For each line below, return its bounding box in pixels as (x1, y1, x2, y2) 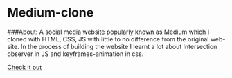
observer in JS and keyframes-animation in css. (7, 50, 144, 58)
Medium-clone (7, 5, 94, 21)
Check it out (7, 63, 42, 71)
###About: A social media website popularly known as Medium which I (7, 28, 210, 36)
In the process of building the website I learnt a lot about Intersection (20, 42, 217, 50)
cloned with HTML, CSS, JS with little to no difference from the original (7, 35, 209, 43)
